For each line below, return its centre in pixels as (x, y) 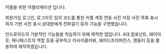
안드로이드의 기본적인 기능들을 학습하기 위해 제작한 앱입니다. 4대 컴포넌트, (77, 34)
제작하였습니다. (33, 46)
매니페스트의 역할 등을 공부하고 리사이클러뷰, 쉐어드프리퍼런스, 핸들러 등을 (83, 40)
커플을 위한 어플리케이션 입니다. (36, 7)
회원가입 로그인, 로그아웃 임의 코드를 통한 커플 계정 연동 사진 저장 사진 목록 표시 (82, 18)
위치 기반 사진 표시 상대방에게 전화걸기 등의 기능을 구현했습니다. (67, 24)
